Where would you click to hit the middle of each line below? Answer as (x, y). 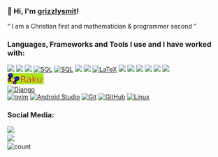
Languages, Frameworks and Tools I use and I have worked (109, 45)
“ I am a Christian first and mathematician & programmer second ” (102, 27)
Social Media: (31, 114)
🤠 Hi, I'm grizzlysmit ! (43, 11)
